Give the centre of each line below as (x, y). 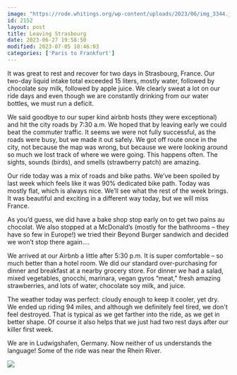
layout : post (26, 27)
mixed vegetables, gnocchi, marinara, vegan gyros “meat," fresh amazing (114, 278)
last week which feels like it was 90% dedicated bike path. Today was (109, 183)
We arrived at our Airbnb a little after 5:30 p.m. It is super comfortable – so (115, 256)
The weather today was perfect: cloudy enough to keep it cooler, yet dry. (113, 299)
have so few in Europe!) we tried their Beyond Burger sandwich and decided (118, 234)
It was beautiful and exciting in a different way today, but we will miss (108, 198)
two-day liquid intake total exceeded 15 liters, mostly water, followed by (111, 81)
